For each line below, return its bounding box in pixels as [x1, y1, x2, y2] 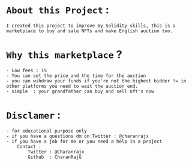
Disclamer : [6, 108, 61, 122]
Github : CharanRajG [28, 154, 82, 160]
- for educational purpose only [6, 128, 87, 134]
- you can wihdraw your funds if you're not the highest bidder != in [6, 78, 187, 84]
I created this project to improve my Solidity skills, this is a [6, 23, 176, 29]
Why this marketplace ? [6, 48, 122, 62]
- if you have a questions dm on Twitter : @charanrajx [6, 133, 149, 139]
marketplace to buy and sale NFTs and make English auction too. [6, 27, 173, 34]
